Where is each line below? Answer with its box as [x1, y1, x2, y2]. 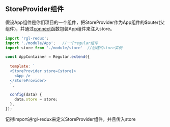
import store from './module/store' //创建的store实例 [5, 45, 123, 50]
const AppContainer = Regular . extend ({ [5, 54, 90, 59]
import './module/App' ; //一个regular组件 [5, 40, 98, 46]
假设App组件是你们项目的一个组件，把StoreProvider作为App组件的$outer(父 [5, 19, 165, 25]
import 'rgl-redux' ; [5, 36, 49, 41]
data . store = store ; [14, 97, 58, 102]
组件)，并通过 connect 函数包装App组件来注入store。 [5, 25, 115, 31]
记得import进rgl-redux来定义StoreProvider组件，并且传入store [5, 116, 136, 122]
